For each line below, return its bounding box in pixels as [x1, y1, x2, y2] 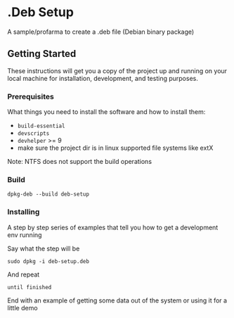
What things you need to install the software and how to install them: [7, 108, 206, 116]
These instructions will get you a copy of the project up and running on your [7, 66, 227, 75]
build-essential [17, 122, 65, 130]
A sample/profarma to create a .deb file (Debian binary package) [7, 27, 195, 36]
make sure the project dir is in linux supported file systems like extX [17, 144, 214, 152]
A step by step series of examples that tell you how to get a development [7, 223, 219, 231]
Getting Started [7, 48, 77, 60]
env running [7, 230, 42, 239]
